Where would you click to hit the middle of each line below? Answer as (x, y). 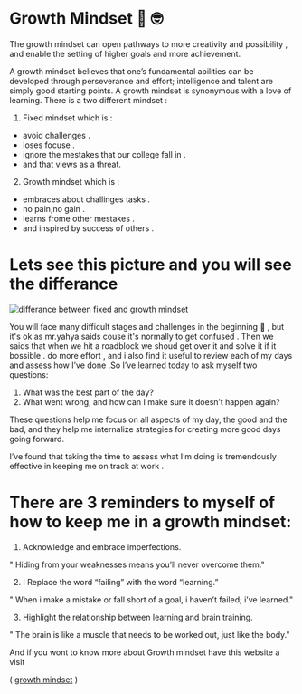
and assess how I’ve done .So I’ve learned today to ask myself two (133, 365)
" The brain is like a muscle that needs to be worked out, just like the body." (150, 634)
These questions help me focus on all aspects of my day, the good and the (148, 419)
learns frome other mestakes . (79, 218)
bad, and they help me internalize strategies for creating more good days (145, 429)
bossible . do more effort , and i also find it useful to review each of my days (151, 355)
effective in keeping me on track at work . (87, 466)
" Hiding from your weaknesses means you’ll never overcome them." (137, 564)
